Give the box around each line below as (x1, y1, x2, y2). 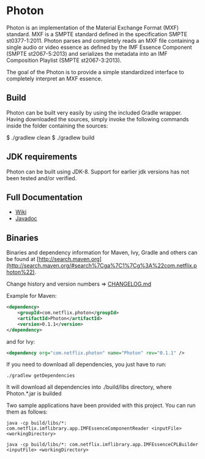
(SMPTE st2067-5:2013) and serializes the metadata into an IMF (6, 50, 168, 57)
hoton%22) (6, 268, 35, 276)
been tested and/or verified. (6, 174, 77, 181)
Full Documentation (6, 192, 83, 202)
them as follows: (6, 408, 48, 415)
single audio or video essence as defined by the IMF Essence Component (6, 44, 192, 51)
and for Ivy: (6, 338, 35, 345)
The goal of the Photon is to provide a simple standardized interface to (6, 68, 185, 75)
